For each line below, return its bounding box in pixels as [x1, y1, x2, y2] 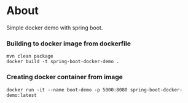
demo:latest [6, 92, 37, 98]
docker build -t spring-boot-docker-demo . [6, 59, 120, 65]
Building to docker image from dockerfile [6, 39, 131, 48]
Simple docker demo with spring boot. [6, 24, 103, 31]
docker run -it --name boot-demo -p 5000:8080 [6, 86, 128, 93]
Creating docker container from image [6, 73, 123, 82]
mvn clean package [6, 53, 53, 59]
